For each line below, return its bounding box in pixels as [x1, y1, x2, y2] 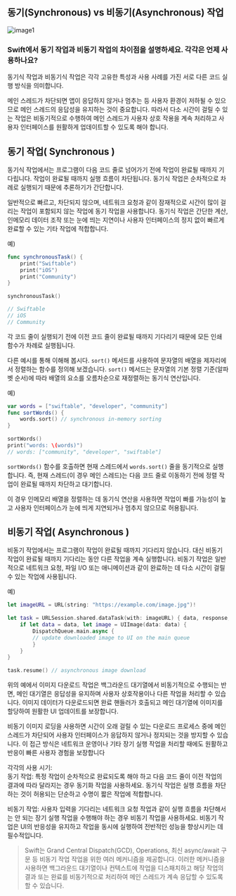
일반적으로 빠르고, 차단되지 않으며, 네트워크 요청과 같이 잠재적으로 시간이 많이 [7, 198, 219, 206]
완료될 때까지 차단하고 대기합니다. [20, 480, 112, 488]
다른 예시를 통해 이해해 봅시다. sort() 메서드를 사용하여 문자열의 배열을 [7, 356, 202, 364]
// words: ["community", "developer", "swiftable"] [7, 448, 162, 456]
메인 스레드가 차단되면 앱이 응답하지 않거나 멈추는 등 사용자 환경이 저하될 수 [7, 97, 214, 105]
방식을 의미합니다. [14, 82, 64, 90]
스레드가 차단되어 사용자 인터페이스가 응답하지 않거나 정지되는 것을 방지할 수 [7, 731, 216, 740]
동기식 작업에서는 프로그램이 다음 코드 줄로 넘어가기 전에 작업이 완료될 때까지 [7, 165, 218, 174]
